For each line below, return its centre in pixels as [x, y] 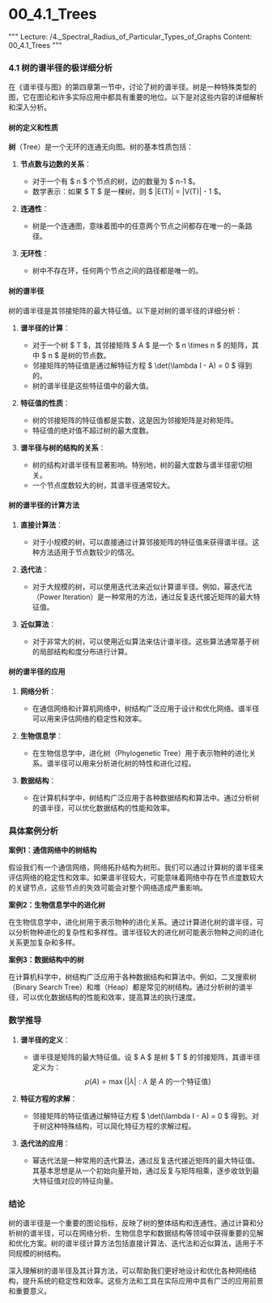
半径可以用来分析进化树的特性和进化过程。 [125, 763]
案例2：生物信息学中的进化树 [57, 905]
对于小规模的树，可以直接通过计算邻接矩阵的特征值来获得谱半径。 [142, 541]
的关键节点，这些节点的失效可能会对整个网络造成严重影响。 [108, 888]
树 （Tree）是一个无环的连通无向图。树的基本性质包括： [101, 147]
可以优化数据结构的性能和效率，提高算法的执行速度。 [111, 997]
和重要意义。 [30, 1291]
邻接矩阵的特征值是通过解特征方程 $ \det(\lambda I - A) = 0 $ [134, 365]
